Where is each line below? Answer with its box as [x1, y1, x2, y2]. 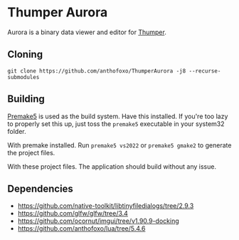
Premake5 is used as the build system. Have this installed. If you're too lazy [7, 112, 228, 120]
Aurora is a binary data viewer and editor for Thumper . [7, 28, 167, 36]
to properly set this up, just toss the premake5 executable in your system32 [7, 119, 225, 128]
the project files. [7, 148, 55, 157]
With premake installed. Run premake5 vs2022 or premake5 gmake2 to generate [7, 140, 232, 150]
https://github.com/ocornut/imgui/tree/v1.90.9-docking [17, 216, 179, 225]
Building [7, 93, 45, 105]
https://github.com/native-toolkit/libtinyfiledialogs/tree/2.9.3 [17, 202, 194, 210]
